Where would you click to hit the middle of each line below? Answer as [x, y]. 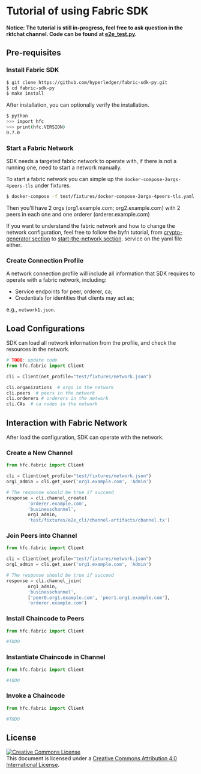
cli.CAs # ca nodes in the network [52, 404]
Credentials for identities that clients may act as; [74, 298]
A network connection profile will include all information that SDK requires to [100, 273]
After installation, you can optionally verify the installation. [78, 105]
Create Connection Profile [45, 260]
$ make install [25, 94]
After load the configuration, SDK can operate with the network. [85, 437]
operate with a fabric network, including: [56, 280]
